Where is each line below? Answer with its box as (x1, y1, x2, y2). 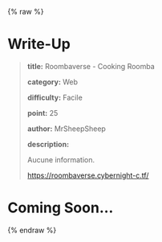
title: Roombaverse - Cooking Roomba (26, 61, 156, 71)
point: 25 (26, 108, 59, 117)
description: (26, 139, 70, 149)
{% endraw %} (7, 225, 57, 235)
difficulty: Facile (26, 92, 83, 102)
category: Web (26, 76, 78, 87)
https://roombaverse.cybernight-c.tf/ (26, 170, 149, 180)
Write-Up (7, 35, 71, 53)
